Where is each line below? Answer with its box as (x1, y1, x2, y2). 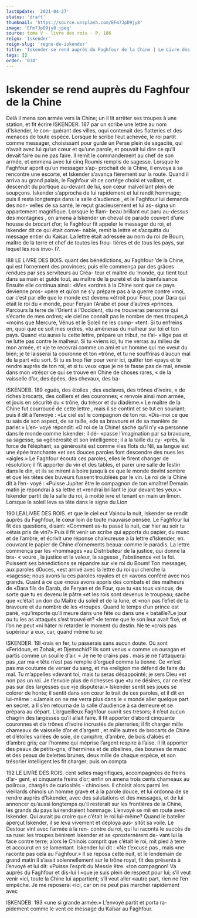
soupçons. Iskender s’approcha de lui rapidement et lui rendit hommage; (6, 189, 181, 196)
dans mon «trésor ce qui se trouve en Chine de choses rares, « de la (6, 369, 172, 376)
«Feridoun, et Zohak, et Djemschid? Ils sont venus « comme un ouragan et (6, 646, 186, 653)
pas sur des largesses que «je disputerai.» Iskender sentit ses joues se (6, 684, 177, 691)
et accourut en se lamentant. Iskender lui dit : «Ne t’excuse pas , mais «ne (6, 844, 185, 851)
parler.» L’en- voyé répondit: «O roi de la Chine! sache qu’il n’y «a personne (6, 424, 189, 431)
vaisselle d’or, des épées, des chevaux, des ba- (6, 375, 121, 382)
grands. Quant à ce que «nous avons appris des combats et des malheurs (6, 579, 185, 586)
